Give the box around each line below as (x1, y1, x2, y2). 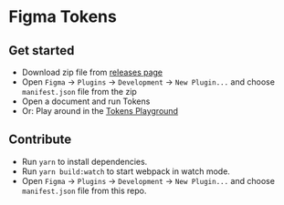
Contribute (8, 132, 72, 148)
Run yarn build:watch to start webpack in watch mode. (21, 166, 230, 177)
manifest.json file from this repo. (21, 185, 147, 196)
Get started (8, 43, 75, 58)
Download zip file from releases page (21, 67, 163, 77)
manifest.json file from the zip (21, 87, 138, 97)
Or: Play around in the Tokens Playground (21, 106, 179, 116)
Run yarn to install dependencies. (21, 156, 148, 167)
